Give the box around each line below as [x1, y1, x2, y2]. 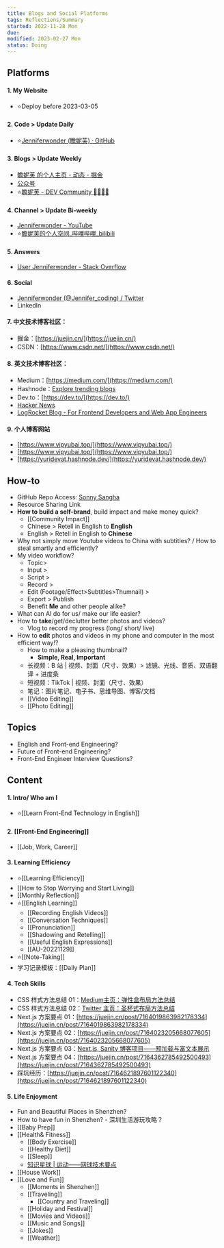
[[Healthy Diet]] [27, 1145, 71, 1153]
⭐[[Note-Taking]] [16, 953, 65, 961]
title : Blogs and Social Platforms [7, 10, 109, 17]
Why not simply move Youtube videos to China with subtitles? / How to [16, 537, 216, 545]
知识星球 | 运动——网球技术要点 [27, 1160, 117, 1169]
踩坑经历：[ [16, 1069, 50, 1077]
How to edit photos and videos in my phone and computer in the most [16, 632, 214, 640]
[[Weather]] [27, 1234, 60, 1242]
